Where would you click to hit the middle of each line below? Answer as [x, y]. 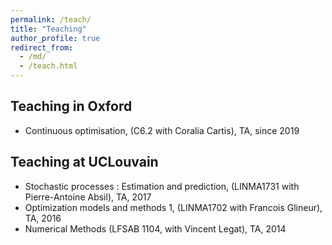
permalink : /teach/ [51, 19]
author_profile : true [55, 38]
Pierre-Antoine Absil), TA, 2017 [88, 197]
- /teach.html [48, 66]
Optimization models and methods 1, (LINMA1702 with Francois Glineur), [173, 207]
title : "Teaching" [48, 29]
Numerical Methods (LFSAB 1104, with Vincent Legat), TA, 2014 [155, 228]
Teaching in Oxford [71, 106]
